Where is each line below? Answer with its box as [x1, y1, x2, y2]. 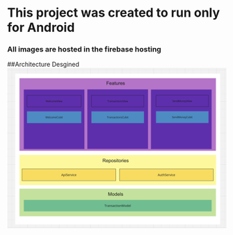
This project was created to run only [7, 5, 220, 21]
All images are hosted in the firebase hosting [7, 44, 161, 54]
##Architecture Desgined [7, 60, 80, 69]
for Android [7, 19, 75, 35]
